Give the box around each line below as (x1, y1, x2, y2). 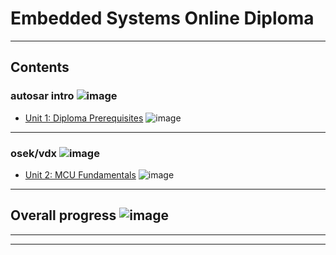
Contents (10, 59, 70, 76)
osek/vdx (10, 146, 58, 160)
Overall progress (10, 207, 117, 224)
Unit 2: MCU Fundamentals (24, 168, 137, 181)
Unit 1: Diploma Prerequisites (24, 112, 144, 124)
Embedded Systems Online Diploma (10, 7, 315, 30)
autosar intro (10, 89, 75, 103)
